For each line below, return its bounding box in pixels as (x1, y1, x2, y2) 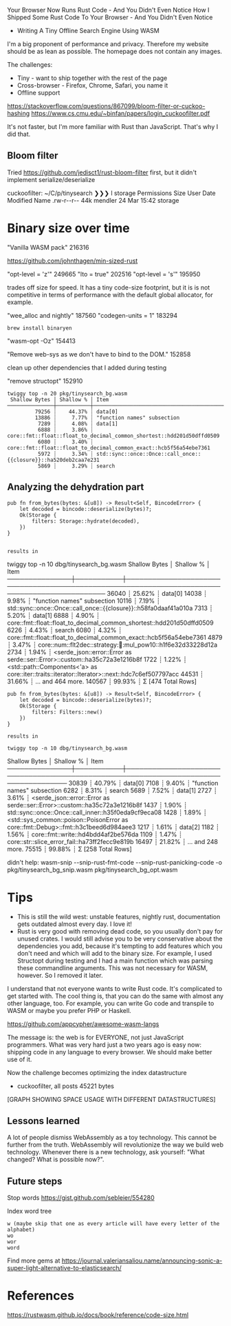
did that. (7, 130, 31, 138)
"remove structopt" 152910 (7, 376, 83, 385)
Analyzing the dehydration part (7, 481, 144, 493)
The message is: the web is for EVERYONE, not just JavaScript (7, 1033, 184, 1041)
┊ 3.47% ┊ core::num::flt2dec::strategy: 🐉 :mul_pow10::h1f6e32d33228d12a (7, 641, 218, 649)
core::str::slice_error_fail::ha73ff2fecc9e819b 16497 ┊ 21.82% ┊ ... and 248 (7, 837, 219, 845)
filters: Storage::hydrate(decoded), (32, 517, 140, 525)
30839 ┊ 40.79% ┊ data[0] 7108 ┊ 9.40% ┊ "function (68, 778, 219, 787)
